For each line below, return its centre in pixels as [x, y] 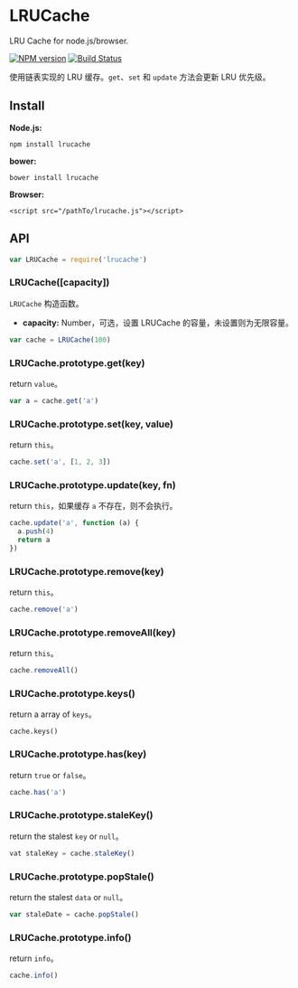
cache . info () [34, 976]
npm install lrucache [50, 144]
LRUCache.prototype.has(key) [78, 754]
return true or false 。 [50, 775]
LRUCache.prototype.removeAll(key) [93, 632]
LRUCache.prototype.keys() [72, 694]
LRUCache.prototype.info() [70, 937]
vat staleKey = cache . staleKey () [72, 853]
